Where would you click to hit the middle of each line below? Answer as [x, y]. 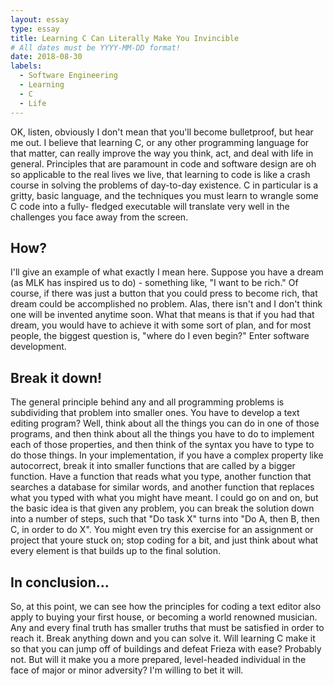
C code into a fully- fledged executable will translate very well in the [150, 206]
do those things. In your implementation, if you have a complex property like [167, 455]
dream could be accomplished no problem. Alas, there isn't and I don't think [166, 304]
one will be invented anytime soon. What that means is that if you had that [162, 315]
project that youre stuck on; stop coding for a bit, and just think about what [164, 540]
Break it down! [56, 377]
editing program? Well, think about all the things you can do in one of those [165, 423]
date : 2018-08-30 [46, 57]
